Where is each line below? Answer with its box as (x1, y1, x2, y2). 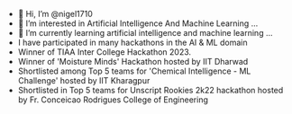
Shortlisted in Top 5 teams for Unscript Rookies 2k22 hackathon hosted (17, 85, 284, 95)
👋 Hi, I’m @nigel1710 (17, 9, 93, 19)
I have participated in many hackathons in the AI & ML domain (17, 37, 248, 48)
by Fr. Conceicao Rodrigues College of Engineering (17, 94, 209, 105)
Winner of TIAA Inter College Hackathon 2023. (17, 47, 192, 57)
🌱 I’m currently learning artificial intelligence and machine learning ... (17, 28, 273, 38)
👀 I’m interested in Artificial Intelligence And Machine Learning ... (17, 18, 259, 29)
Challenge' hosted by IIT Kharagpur (17, 75, 151, 85)
